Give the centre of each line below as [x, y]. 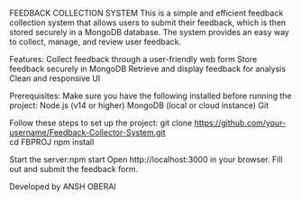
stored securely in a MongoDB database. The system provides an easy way [150, 32]
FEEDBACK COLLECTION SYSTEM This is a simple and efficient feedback [146, 13]
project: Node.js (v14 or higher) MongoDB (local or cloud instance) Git [139, 105]
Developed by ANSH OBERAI [63, 187]
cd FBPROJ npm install [52, 142]
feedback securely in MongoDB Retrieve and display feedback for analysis [148, 69]
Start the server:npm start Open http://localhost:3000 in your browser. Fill [146, 160]
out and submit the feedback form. [74, 169]
